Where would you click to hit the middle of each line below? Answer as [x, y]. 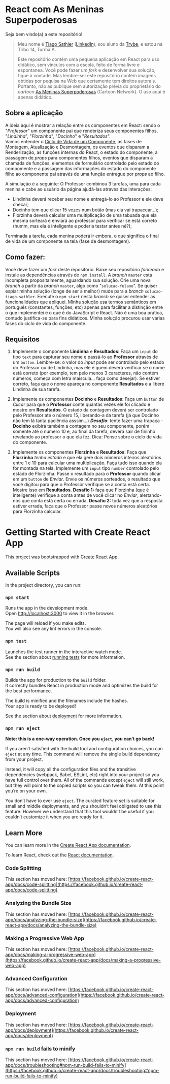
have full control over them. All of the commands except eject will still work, [85, 780]
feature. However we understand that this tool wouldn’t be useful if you [79, 812]
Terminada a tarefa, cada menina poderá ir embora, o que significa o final [82, 236]
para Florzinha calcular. [37, 512]
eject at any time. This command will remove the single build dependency [83, 754]
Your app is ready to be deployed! [41, 706]
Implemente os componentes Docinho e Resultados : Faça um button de [88, 399]
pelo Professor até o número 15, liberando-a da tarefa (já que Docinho [86, 416]
